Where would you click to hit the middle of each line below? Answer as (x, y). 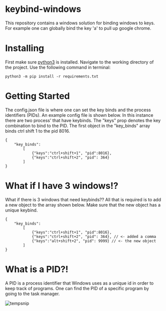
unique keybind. (22, 210)
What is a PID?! (37, 269)
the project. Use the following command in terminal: (58, 67)
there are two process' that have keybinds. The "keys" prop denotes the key (83, 120)
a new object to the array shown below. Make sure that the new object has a (83, 205)
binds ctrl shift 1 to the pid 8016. (38, 131)
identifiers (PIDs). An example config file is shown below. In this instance (79, 115)
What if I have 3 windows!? (62, 186)
